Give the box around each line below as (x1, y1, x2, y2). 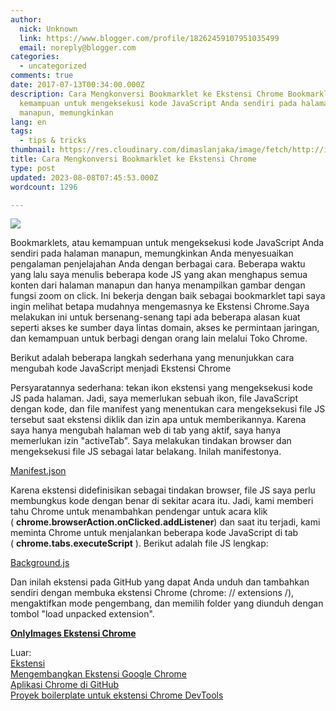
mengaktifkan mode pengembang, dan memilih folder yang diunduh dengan (10, 597, 324, 610)
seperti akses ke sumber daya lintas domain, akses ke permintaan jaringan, (10, 322, 320, 334)
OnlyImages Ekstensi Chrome (10, 627, 137, 640)
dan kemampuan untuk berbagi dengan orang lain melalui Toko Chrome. (10, 332, 308, 345)
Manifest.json (10, 465, 67, 477)
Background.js (10, 557, 70, 569)
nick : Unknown (19, 24, 78, 34)
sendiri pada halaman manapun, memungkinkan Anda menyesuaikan (10, 247, 294, 260)
